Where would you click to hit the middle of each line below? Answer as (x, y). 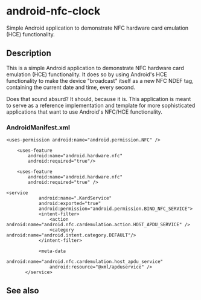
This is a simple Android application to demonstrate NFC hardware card (95, 68)
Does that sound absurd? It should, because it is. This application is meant (99, 99)
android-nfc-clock (53, 11)
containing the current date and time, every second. (71, 87)
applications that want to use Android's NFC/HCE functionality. (85, 112)
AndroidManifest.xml (38, 127)
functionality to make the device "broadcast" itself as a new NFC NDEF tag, (100, 80)
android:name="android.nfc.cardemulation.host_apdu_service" (85, 262)
